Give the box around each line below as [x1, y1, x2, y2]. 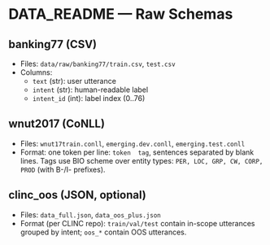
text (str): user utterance [32, 77, 116, 85]
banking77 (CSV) [8, 37, 98, 51]
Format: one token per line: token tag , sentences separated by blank [20, 147, 255, 157]
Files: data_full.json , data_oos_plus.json [20, 209, 161, 220]
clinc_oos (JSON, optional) [8, 188, 146, 202]
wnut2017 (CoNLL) [8, 117, 106, 131]
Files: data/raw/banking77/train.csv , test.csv [20, 59, 176, 68]
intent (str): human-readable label [32, 85, 149, 94]
